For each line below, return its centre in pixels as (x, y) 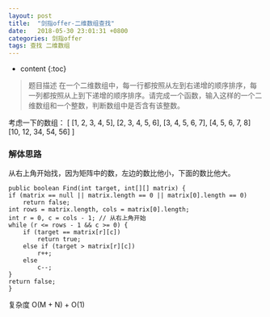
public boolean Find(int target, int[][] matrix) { (97, 189)
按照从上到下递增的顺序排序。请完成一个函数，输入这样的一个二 (156, 96)
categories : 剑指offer (45, 38)
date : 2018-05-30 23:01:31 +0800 (68, 31)
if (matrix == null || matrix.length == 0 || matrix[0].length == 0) (128, 196)
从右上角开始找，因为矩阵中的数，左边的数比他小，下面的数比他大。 (122, 173)
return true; (59, 240)
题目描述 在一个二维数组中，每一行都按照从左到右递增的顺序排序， (139, 86)
